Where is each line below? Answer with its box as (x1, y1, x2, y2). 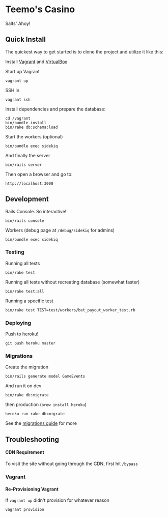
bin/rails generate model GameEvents (5, 374, 86, 379)
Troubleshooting (5, 435, 60, 444)
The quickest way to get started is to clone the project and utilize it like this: (5, 48, 164, 54)
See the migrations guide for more (5, 420, 77, 426)
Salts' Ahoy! (5, 20, 31, 26)
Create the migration (5, 364, 48, 370)
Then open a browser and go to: (5, 171, 73, 177)
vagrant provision (5, 507, 44, 512)
